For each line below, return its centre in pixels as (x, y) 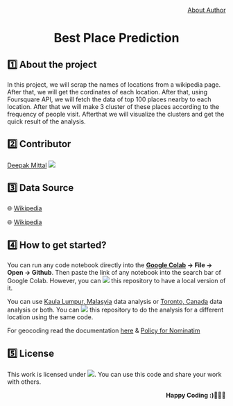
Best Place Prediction (116, 38)
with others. (24, 382)
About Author (207, 10)
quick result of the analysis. (46, 121)
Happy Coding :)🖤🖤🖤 (196, 396)
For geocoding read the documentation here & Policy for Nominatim (104, 331)
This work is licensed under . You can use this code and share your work (114, 375)
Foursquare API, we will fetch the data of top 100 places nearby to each (109, 99)
